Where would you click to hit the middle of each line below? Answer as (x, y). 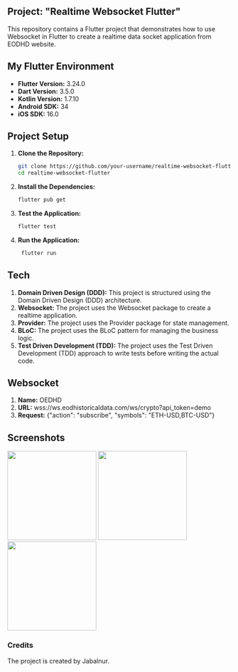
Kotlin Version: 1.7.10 (48, 98)
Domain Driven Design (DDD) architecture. (80, 300)
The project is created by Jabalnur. (59, 661)
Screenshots (36, 438)
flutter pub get (42, 200)
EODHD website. (32, 44)
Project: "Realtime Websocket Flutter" (94, 12)
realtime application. (48, 315)
